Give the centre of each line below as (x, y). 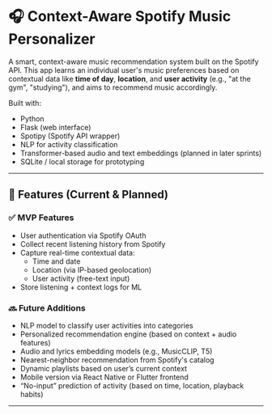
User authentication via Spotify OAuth (83, 235)
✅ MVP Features (41, 218)
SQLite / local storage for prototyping (82, 161)
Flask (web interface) (55, 127)
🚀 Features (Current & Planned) (88, 195)
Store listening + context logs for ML (81, 287)
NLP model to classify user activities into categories (106, 325)
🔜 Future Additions (47, 307)
